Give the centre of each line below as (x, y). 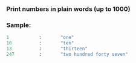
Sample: (19, 25)
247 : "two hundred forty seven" (67, 54)
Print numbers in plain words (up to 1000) (69, 9)
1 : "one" (40, 38)
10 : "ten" (40, 43)
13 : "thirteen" (47, 49)
